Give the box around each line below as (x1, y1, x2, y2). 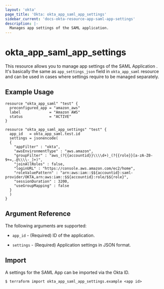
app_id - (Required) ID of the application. (12, 232, 95, 238)
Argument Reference (5, 209, 71, 218)
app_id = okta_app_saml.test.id (9, 131, 80, 136)
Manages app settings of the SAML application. (9, 26, 109, 31)
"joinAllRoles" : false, (14, 162, 65, 166)
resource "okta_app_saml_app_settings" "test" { (5, 127, 107, 132)
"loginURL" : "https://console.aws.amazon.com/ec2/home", (14, 166, 135, 171)
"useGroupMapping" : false (14, 183, 69, 188)
